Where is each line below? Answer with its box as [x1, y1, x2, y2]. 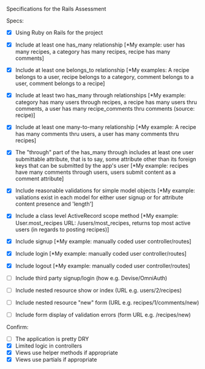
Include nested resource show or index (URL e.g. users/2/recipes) [15, 286, 182, 294]
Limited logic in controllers [15, 342, 83, 349]
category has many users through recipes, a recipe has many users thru [15, 99, 197, 106]
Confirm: [6, 323, 29, 330]
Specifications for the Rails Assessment [6, 6, 106, 12]
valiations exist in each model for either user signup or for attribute [15, 194, 184, 201]
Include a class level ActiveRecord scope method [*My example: [15, 212, 179, 220]
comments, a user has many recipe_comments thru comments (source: [15, 105, 195, 113]
